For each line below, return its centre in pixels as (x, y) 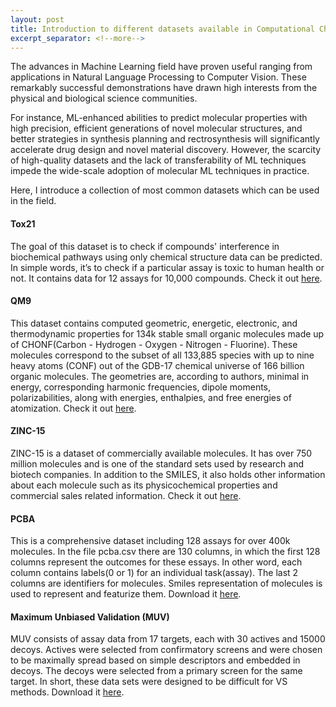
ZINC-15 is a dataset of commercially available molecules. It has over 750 (161, 453)
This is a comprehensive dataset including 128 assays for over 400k (150, 541)
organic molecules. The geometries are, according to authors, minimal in (160, 376)
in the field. (33, 201)
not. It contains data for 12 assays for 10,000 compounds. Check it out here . (166, 278)
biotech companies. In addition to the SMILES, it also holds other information (168, 474)
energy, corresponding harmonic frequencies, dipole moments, (141, 387)
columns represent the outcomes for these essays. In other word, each (156, 562)
